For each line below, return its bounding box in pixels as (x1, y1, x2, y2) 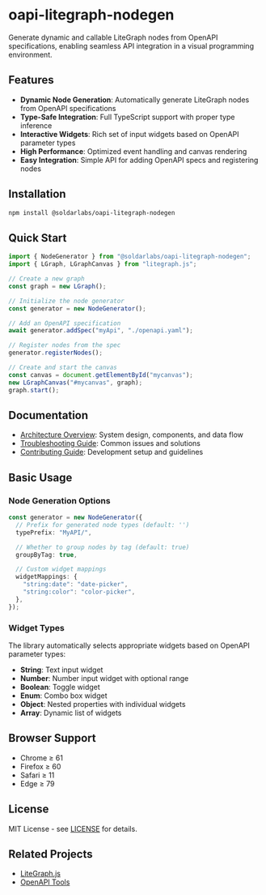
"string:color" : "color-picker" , (23, 588, 136, 596)
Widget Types (8, 622, 65, 633)
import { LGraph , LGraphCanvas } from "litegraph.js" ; (8, 260, 197, 268)
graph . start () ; (8, 386, 60, 394)
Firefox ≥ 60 (19, 761, 61, 771)
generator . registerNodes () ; (8, 349, 103, 358)
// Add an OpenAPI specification (8, 319, 121, 328)
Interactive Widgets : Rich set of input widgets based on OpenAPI (19, 129, 240, 139)
